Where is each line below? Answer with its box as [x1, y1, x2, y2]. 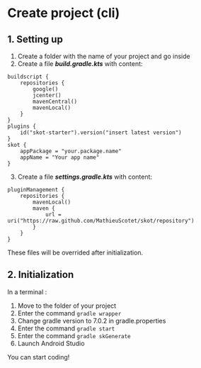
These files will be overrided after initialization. [7, 248, 144, 257]
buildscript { [7, 73, 50, 80]
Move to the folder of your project [17, 301, 117, 310]
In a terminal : [7, 287, 47, 296]
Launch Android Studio [17, 339, 85, 347]
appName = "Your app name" [20, 154, 100, 161]
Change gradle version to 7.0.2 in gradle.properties [17, 316, 166, 325]
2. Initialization [7, 269, 74, 281]
